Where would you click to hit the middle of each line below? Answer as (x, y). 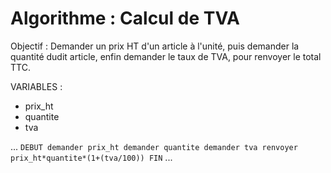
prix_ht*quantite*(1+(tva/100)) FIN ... (91, 157)
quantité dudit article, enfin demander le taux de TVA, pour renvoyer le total (166, 56)
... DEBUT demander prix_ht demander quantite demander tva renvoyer (154, 146)
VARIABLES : (36, 86)
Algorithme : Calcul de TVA (125, 18)
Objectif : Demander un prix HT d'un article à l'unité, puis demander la (155, 46)
